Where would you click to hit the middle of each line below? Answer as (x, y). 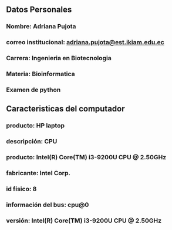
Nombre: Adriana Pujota (41, 27)
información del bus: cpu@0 (48, 205)
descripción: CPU (32, 142)
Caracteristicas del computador (65, 109)
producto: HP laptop (36, 126)
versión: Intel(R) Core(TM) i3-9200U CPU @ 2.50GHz (84, 221)
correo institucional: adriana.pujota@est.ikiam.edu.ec (85, 42)
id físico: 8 (21, 189)
